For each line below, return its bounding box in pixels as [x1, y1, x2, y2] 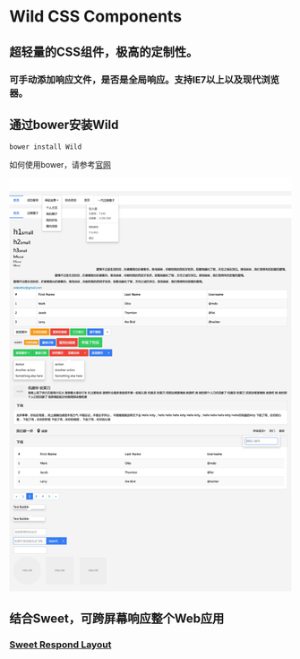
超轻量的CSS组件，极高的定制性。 [9, 44, 199, 59]
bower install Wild [9, 143, 82, 152]
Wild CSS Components [9, 6, 183, 27]
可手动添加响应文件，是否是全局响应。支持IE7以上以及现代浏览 [9, 74, 280, 86]
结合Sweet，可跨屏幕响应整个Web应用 [9, 611, 225, 626]
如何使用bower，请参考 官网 [9, 160, 112, 170]
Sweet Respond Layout [9, 638, 112, 651]
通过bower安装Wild [9, 117, 119, 132]
